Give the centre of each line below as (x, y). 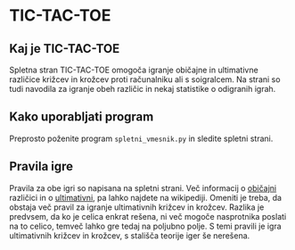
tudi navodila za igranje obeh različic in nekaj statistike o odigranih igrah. (143, 89)
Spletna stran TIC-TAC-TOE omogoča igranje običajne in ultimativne (134, 70)
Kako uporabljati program (82, 117)
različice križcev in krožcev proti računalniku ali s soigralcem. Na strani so (145, 79)
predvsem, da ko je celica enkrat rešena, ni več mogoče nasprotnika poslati (148, 216)
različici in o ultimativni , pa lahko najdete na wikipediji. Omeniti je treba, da (146, 197)
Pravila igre (41, 167)
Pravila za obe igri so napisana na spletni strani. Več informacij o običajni (143, 187)
